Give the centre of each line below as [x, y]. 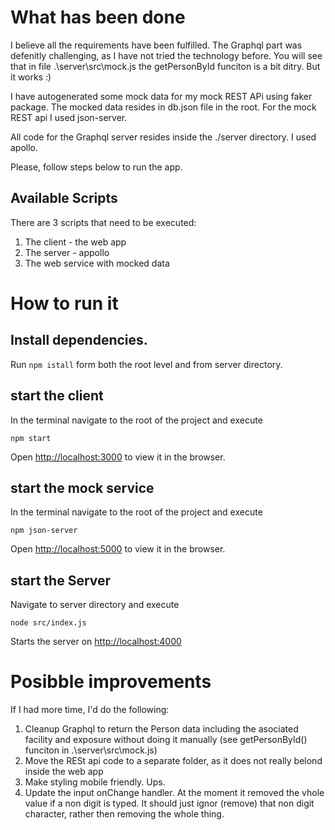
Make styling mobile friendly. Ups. [95, 782]
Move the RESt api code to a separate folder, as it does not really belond [173, 761]
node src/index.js [48, 623]
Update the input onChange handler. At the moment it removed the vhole [174, 793]
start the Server [61, 580]
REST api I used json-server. [69, 117]
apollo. [24, 147]
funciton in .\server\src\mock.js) [91, 750]
